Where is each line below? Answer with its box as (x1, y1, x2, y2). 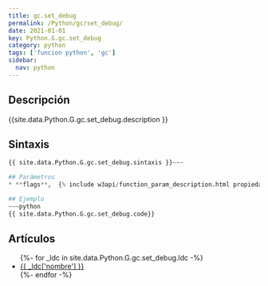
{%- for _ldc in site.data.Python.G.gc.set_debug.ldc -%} (19, 253, 203, 263)
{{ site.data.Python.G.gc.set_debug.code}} (8, 209, 156, 218)
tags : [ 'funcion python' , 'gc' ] (8, 49, 116, 57)
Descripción (8, 93, 70, 107)
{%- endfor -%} (19, 270, 73, 280)
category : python (8, 42, 66, 50)
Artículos (8, 232, 56, 246)
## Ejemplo (8, 195, 45, 203)
